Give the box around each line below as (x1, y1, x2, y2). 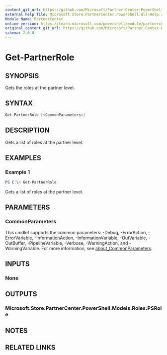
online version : (5, 21, 39, 26)
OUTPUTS (5, 290, 37, 298)
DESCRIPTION (5, 126, 50, 135)
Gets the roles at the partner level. (5, 85, 75, 90)
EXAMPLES (5, 154, 41, 162)
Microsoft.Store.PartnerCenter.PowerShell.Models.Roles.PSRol (5, 305, 162, 312)
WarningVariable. (5, 245, 41, 251)
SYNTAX (5, 99, 33, 107)
